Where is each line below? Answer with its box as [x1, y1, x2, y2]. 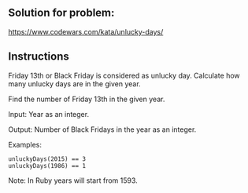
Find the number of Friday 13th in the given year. [8, 94, 165, 104]
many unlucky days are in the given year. [8, 78, 141, 89]
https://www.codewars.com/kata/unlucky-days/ [8, 27, 164, 36]
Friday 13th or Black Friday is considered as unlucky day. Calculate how [8, 71, 240, 80]
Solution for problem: [8, 6, 115, 20]
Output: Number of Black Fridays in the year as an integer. [8, 125, 197, 134]
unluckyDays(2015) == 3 [8, 155, 87, 163]
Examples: [8, 140, 42, 149]
